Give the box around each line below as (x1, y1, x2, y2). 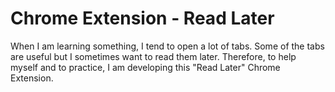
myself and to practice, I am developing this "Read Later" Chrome (10, 61, 281, 73)
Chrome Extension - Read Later (10, 7, 275, 30)
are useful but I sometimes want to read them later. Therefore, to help (10, 50, 297, 62)
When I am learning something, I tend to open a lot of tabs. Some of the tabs (10, 40, 325, 52)
